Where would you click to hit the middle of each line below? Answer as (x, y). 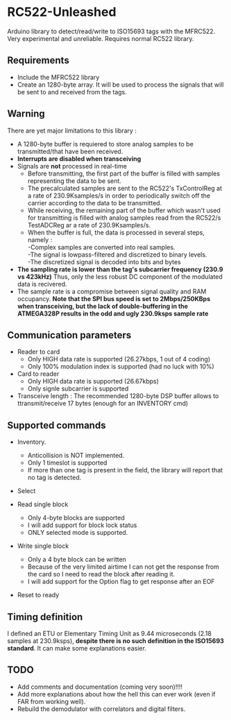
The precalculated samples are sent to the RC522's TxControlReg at (125, 188)
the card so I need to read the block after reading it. (101, 574)
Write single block (43, 546)
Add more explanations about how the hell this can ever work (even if (117, 694)
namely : (40, 239)
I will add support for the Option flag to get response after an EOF (121, 582)
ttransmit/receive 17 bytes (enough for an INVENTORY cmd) (103, 404)
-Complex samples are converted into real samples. (101, 247)
